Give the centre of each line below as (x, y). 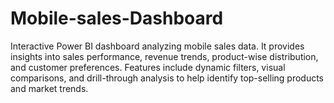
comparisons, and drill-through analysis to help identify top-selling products (167, 78)
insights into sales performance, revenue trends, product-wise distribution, (164, 56)
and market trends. (49, 88)
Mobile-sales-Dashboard (117, 18)
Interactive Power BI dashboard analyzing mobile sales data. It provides (157, 46)
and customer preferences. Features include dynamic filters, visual (148, 67)
